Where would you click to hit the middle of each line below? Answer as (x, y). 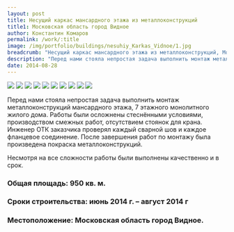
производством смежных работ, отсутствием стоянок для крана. (105, 122)
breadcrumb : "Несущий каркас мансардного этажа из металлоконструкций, (113, 53)
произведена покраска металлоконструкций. (75, 144)
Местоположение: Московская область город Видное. (106, 220)
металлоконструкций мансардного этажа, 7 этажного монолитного (108, 107)
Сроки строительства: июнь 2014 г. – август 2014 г (98, 201)
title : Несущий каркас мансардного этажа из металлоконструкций (102, 20)
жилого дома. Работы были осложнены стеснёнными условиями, (105, 114)
